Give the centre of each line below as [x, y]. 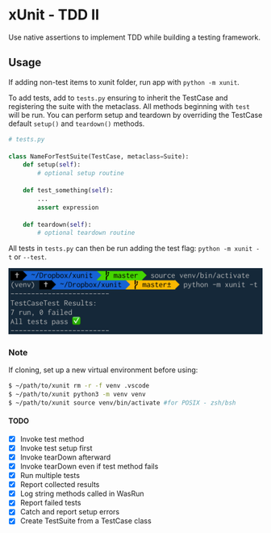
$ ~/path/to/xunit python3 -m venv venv [77, 394]
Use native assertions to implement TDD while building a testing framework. [134, 37]
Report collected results [60, 485]
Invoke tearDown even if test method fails [89, 466]
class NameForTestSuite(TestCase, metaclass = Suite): [99, 156]
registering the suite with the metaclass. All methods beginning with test [129, 106]
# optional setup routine [81, 174]
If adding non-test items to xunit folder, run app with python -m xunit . [124, 82]
